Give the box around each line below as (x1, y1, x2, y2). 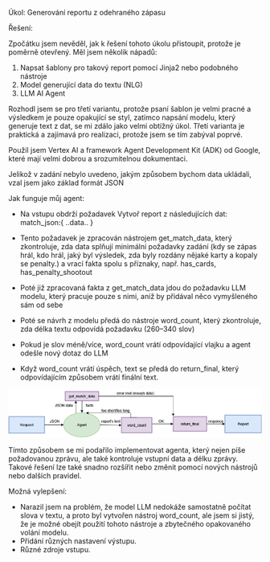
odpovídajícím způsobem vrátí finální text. (19, 372, 159, 382)
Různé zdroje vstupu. (19, 544, 91, 554)
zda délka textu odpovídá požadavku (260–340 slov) (19, 324, 195, 334)
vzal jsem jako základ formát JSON (8, 178, 125, 187)
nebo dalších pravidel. (8, 470, 82, 480)
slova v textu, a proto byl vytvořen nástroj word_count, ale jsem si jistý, (19, 511, 255, 520)
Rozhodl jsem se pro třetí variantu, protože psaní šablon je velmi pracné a (8, 105, 252, 113)
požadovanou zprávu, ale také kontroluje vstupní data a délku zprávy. (8, 453, 239, 463)
